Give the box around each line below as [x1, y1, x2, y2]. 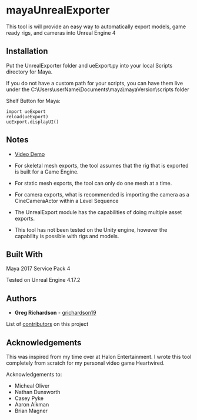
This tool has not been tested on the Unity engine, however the [14, 226, 168, 233]
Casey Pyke [14, 395, 44, 402]
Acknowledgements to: [6, 371, 62, 378]
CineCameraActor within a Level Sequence [14, 197, 119, 204]
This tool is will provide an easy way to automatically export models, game [6, 23, 186, 30]
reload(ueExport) [6, 114, 49, 119]
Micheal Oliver [14, 382, 50, 389]
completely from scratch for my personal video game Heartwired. [6, 359, 165, 366]
